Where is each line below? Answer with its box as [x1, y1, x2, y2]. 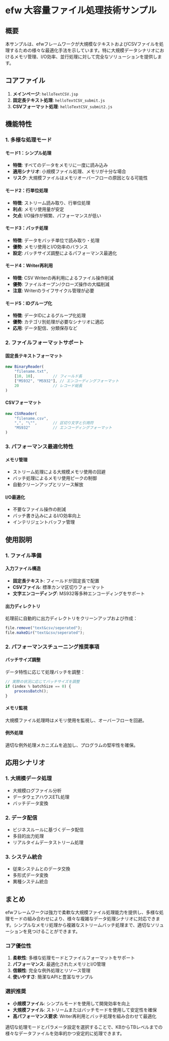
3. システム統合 [5, 853, 43, 860]
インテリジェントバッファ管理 [12, 519, 75, 525]
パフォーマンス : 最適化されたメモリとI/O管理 [12, 961, 106, 967]
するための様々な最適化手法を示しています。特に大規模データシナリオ [9, 47, 156, 53]
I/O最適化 [5, 494, 25, 500]
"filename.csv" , [14, 415, 49, 421]
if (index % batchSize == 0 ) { [5, 683, 71, 689]
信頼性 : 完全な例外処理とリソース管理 [12, 967, 91, 974]
